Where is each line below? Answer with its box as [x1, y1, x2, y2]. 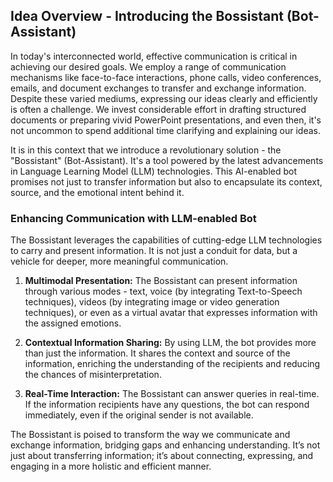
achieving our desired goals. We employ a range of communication [10, 60, 287, 73]
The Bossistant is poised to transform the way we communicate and [10, 429, 291, 441]
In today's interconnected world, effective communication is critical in [10, 50, 298, 62]
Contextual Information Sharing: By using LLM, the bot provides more [24, 337, 317, 349]
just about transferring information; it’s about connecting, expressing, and [10, 450, 314, 462]
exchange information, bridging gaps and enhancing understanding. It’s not [10, 439, 321, 451]
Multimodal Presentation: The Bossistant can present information [24, 275, 298, 287]
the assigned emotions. [24, 317, 122, 329]
